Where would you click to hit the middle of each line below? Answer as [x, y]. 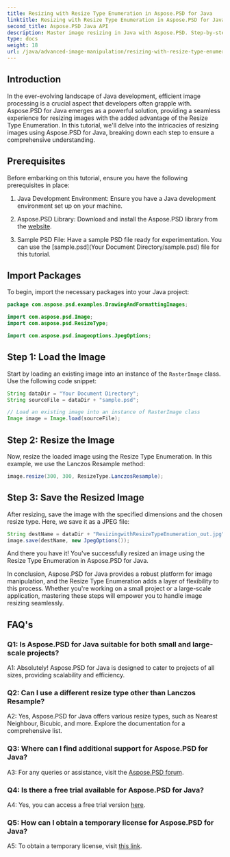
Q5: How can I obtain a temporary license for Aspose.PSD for [111, 822]
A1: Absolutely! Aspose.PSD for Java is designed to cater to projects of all [111, 668]
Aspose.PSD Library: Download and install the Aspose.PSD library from [117, 219]
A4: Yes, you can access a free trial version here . [76, 805]
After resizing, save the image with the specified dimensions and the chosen [115, 514]
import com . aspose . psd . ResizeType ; [58, 324]
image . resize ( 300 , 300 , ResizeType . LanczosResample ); [86, 476]
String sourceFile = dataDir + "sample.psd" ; [73, 400]
